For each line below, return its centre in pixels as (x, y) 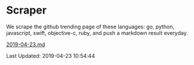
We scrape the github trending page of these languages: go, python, (90, 27)
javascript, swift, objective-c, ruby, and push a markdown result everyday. (97, 32)
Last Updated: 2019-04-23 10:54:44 (51, 56)
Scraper (26, 10)
